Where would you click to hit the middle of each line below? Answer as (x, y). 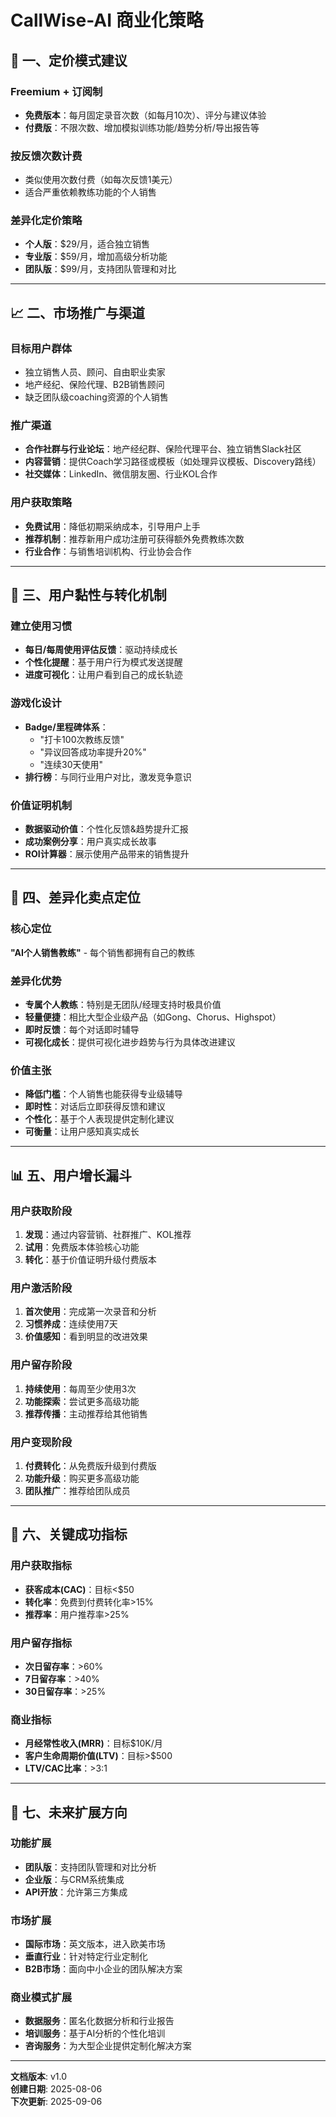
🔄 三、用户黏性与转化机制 (88, 595)
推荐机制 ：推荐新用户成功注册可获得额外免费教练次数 (134, 538)
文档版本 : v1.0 (39, 2077)
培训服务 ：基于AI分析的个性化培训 (95, 2033)
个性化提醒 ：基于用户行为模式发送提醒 (103, 662)
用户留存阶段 (41, 1365)
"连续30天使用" (71, 764)
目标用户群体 (41, 348)
